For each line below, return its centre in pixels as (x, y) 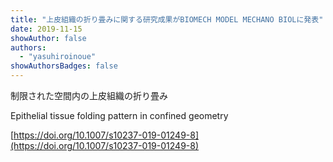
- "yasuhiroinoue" (58, 57)
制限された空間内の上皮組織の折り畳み (89, 95)
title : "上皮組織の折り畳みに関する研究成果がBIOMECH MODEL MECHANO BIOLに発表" (167, 19)
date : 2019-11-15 (46, 29)
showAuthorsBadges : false (64, 66)
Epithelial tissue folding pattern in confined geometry (119, 115)
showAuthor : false (48, 38)
